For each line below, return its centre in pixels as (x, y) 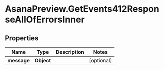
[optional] (101, 60)
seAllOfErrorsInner (45, 20)
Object (43, 60)
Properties (22, 38)
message (19, 60)
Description (70, 52)
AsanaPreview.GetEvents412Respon (82, 9)
